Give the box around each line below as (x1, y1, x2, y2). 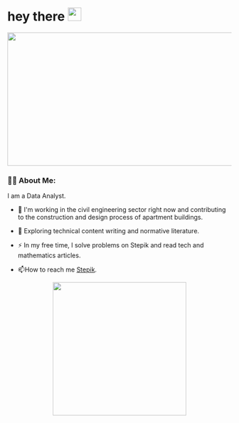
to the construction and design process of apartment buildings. (17, 213, 203, 222)
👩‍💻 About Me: (7, 175, 56, 185)
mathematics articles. (17, 251, 81, 259)
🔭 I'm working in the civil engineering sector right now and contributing (17, 205, 226, 214)
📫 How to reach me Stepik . (17, 265, 97, 274)
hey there (7, 9, 65, 25)
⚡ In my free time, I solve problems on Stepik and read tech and (17, 241, 204, 250)
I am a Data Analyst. (7, 192, 66, 200)
